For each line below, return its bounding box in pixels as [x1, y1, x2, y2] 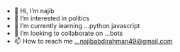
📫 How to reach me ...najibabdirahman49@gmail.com [13, 37, 173, 45]
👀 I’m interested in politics [13, 14, 90, 22]
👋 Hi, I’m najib [13, 7, 55, 15]
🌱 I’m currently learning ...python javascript [13, 22, 140, 30]
